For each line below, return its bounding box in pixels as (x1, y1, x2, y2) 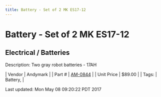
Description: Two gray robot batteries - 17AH (5, 62, 97, 68)
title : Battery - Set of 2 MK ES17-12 (5, 7, 86, 12)
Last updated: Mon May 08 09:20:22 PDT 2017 (5, 86, 101, 92)
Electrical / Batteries (5, 48, 70, 57)
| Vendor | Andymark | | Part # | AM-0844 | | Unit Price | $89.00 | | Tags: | (5, 71, 157, 77)
